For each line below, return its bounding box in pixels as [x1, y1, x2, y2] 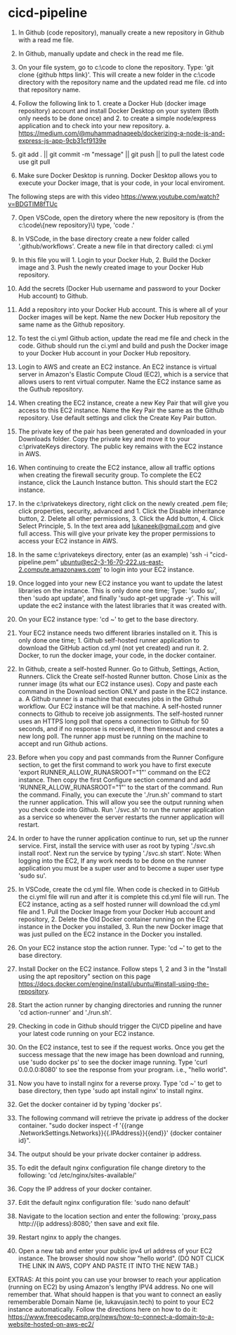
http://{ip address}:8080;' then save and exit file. [18, 1219, 160, 1227]
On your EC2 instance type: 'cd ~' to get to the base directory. [18, 614, 199, 624]
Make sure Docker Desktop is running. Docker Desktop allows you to [18, 171, 218, 179]
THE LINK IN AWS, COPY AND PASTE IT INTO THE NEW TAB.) [18, 1261, 199, 1270]
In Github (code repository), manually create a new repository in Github [18, 28, 225, 37]
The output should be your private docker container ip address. [18, 1149, 202, 1158]
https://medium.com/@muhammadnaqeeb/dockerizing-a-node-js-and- [18, 129, 225, 137]
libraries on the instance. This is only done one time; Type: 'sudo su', [18, 586, 217, 595]
